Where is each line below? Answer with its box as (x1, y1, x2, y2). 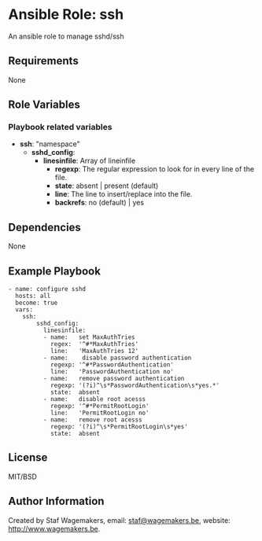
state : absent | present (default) (54, 181, 159, 190)
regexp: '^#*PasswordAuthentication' (50, 361, 175, 369)
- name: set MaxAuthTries (42, 333, 135, 341)
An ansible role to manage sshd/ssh (8, 31, 124, 41)
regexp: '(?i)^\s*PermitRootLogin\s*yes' (50, 423, 189, 431)
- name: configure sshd (8, 285, 87, 293)
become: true (15, 299, 58, 307)
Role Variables (8, 98, 80, 112)
